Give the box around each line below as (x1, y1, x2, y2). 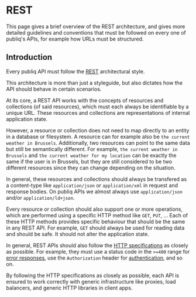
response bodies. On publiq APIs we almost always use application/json (6, 188, 183, 195)
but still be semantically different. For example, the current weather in (6, 145, 178, 152)
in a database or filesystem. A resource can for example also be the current (6, 133, 190, 140)
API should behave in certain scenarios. (6, 86, 102, 93)
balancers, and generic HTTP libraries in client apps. (6, 284, 133, 291)
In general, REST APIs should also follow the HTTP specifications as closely (6, 241, 188, 249)
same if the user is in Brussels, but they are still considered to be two (6, 158, 173, 165)
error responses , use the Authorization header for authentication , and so (6, 254, 183, 261)
